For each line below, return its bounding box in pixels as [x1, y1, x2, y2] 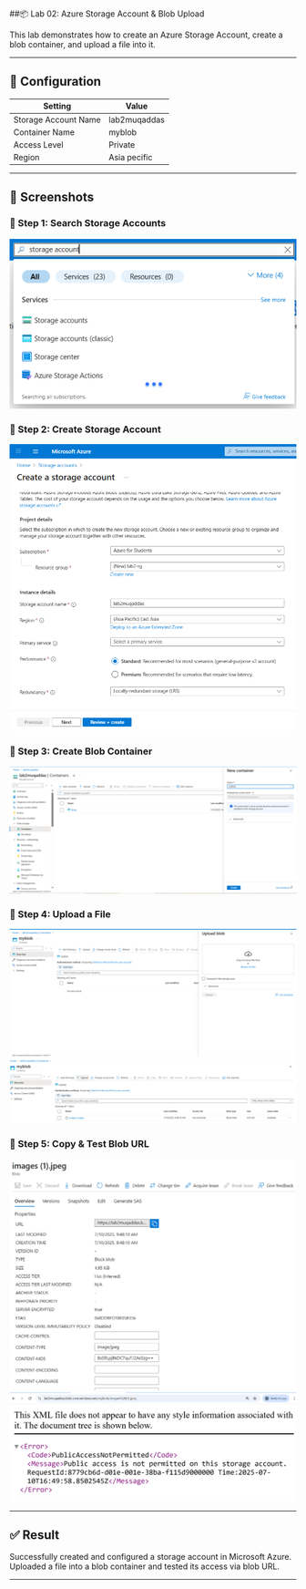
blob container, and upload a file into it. [9, 39, 157, 49]
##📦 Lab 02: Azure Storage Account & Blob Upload [9, 8, 205, 19]
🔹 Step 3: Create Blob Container [9, 745, 153, 758]
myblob [108, 127, 138, 138]
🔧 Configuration [9, 74, 102, 89]
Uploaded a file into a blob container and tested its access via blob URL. [9, 1561, 280, 1572]
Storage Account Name [13, 114, 102, 125]
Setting [43, 100, 72, 112]
